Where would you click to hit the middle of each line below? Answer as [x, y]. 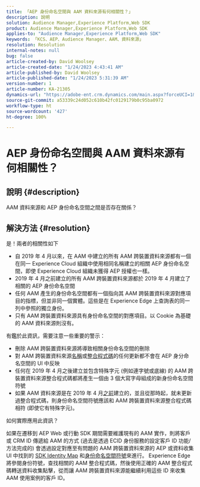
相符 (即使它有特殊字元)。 [46, 408]
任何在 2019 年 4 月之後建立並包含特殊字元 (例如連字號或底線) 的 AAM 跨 [104, 371]
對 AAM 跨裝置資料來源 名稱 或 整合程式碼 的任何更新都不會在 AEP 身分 [99, 356]
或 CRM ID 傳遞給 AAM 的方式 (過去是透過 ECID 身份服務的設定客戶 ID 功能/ [99, 441]
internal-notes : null [33, 51]
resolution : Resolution [36, 45]
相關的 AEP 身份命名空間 [45, 286]
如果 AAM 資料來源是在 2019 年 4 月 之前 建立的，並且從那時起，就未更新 [103, 393]
